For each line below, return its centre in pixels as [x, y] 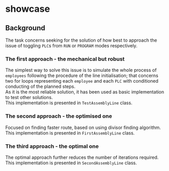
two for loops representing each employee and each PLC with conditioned [82, 81]
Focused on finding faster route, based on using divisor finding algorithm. [83, 127]
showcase [28, 9]
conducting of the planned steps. [40, 87]
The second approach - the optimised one [59, 116]
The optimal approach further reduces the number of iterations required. [82, 157]
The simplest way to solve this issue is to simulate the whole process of [81, 70]
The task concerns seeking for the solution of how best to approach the [81, 40]
